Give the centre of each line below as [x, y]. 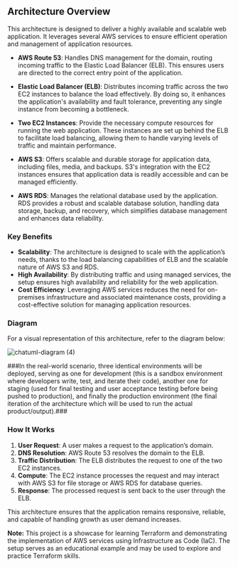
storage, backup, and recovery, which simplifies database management [122, 210]
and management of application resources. [70, 44]
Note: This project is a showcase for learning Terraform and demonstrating [117, 533]
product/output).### [37, 412]
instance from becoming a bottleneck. [73, 109]
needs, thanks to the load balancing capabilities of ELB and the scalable [123, 260]
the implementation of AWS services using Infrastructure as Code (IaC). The [119, 540]
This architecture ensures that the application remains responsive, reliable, [117, 512]
